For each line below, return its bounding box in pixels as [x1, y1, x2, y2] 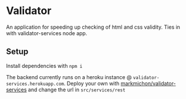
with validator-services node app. [6, 29, 87, 36]
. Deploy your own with [63, 80, 120, 87]
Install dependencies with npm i [6, 62, 83, 69]
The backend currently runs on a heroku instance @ [6, 73, 132, 80]
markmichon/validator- [120, 80, 176, 87]
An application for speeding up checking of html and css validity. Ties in [6, 23, 181, 30]
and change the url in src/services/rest [28, 86, 126, 93]
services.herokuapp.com [6, 81, 65, 87]
